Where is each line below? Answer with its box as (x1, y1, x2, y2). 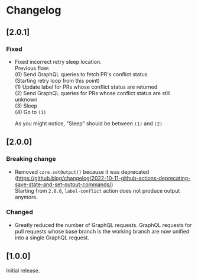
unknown (14, 96, 38, 103)
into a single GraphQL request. (14, 234, 90, 241)
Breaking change (6, 155, 56, 163)
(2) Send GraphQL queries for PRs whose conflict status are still (14, 89, 171, 96)
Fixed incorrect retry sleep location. (14, 58, 102, 65)
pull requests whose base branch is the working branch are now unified (14, 228, 190, 235)
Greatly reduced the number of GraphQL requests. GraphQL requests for (14, 221, 192, 228)
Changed (6, 208, 34, 216)
